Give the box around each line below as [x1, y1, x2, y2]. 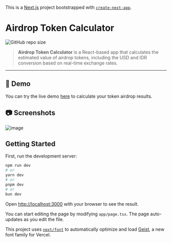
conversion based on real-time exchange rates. [17, 60, 118, 66]
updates [5, 216, 23, 222]
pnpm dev [5, 182, 24, 187]
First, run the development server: [5, 153, 77, 159]
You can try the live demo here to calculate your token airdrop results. [5, 93, 153, 99]
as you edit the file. [24, 216, 64, 222]
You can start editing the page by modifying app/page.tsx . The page [5, 211, 149, 217]
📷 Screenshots [5, 108, 55, 117]
